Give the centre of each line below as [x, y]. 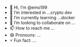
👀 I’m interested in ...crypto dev [41, 12]
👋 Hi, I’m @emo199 [28, 7]
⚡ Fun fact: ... [23, 40]
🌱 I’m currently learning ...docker [42, 18]
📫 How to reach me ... [32, 28]
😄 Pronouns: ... [25, 35]
